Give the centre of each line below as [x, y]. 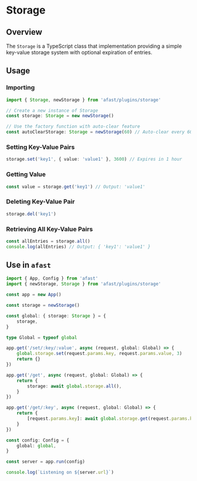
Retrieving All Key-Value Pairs [50, 229]
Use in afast [29, 265]
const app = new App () [34, 295]
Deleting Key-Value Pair [40, 202]
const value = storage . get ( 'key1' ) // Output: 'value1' [76, 187]
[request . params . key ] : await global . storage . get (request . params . [109, 419]
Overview [24, 32]
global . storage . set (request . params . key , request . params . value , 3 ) [99, 354]
